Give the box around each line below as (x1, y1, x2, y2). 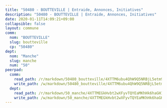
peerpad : (5, 68, 23, 73)
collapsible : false (5, 21, 46, 26)
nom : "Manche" (9, 53, 39, 59)
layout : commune (5, 26, 39, 31)
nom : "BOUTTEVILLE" (9, 35, 50, 40)
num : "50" (9, 63, 30, 68)
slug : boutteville (9, 40, 48, 45)
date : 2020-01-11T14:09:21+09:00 (5, 16, 75, 21)
